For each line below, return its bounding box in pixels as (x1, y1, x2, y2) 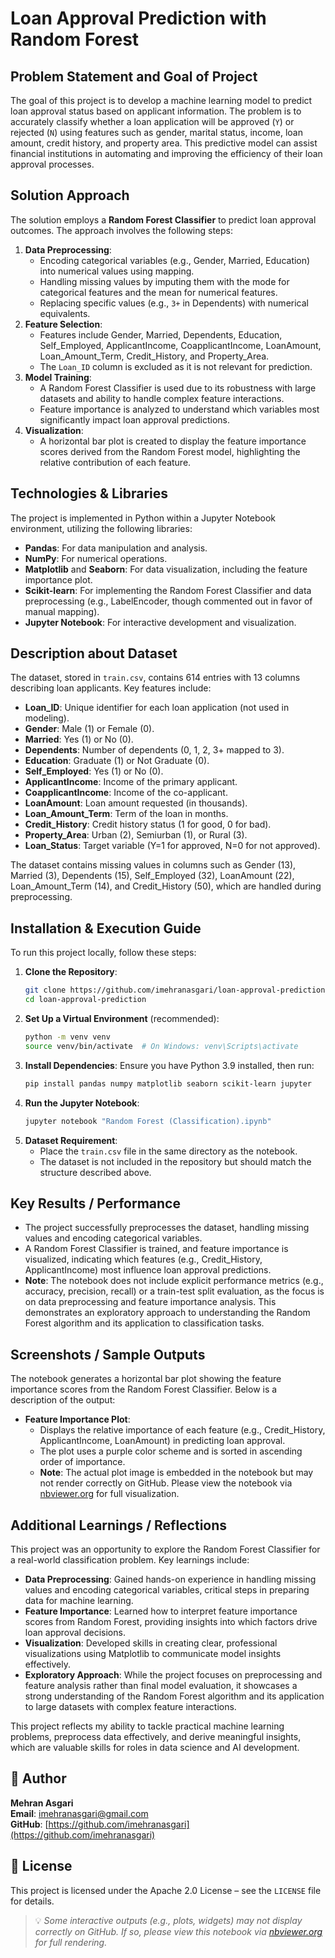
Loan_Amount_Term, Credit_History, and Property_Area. (39, 350, 270, 362)
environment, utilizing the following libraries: (10, 522, 193, 534)
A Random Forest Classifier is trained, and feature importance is (24, 1243, 289, 1255)
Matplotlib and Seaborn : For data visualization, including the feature (24, 563, 308, 575)
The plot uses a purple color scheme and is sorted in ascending (39, 1445, 303, 1457)
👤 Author (10, 1770, 67, 1787)
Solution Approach (10, 187, 130, 204)
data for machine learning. (24, 1594, 134, 1606)
